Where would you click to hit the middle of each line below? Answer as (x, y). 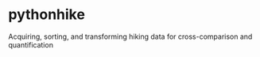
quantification (31, 44)
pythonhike (47, 15)
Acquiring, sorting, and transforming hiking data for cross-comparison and (130, 36)
